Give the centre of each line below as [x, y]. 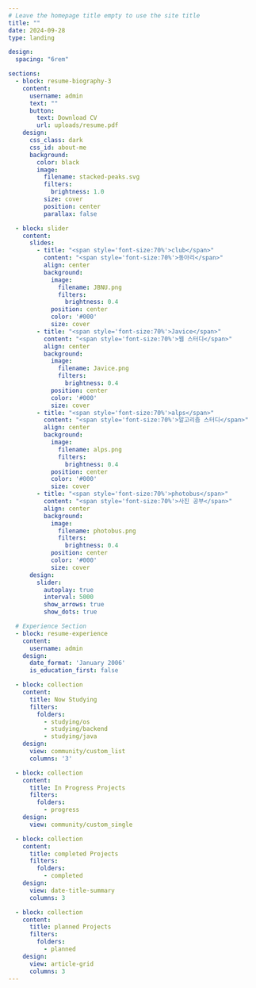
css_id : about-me [58, 148]
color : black [58, 162]
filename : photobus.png [97, 531]
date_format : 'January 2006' [77, 663]
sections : [25, 74]
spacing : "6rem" [42, 60]
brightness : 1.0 [77, 192]
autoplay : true [68, 590]
